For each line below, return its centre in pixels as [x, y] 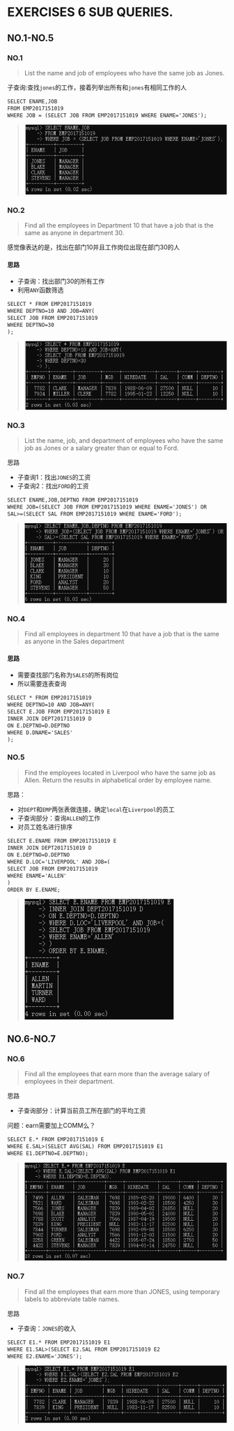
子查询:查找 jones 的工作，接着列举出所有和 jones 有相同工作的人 [97, 87]
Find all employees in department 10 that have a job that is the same [122, 634]
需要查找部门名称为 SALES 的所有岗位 [68, 675]
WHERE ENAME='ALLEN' [37, 876]
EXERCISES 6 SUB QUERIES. [90, 12]
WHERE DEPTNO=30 [31, 325]
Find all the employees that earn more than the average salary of [117, 1074]
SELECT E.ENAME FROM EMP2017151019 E [62, 841]
